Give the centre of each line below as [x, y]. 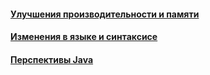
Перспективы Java [52, 59]
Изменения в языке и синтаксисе [84, 37]
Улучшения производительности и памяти [105, 14]
